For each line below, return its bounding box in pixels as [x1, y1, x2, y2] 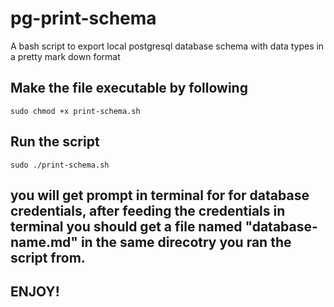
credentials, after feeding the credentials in [10, 202, 286, 219]
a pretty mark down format [10, 50, 121, 62]
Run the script [10, 133, 100, 151]
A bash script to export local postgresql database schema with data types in [10, 40, 325, 52]
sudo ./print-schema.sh [10, 160, 110, 170]
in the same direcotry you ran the [80, 233, 292, 251]
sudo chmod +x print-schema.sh [10, 106, 141, 116]
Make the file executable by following [10, 80, 248, 97]
